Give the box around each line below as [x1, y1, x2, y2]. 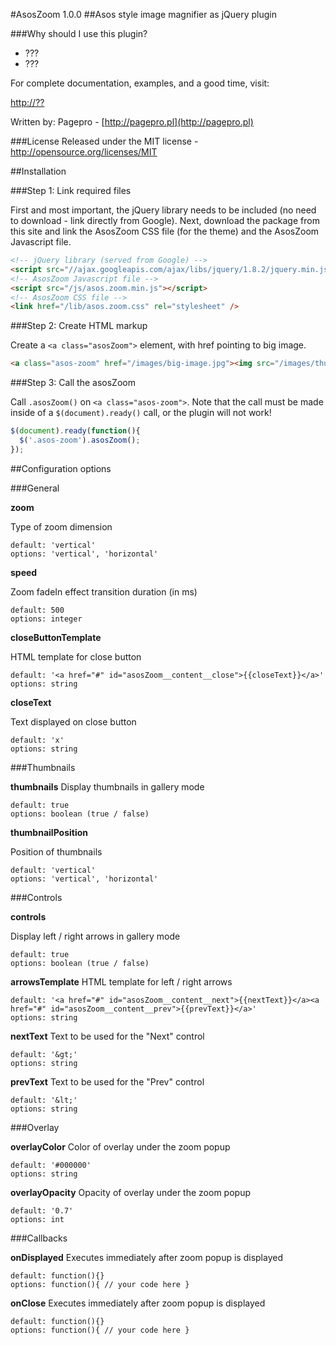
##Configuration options [10, 462, 112, 474]
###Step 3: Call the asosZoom [10, 377, 136, 389]
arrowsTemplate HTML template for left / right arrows [10, 975, 233, 988]
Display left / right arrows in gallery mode [10, 930, 181, 942]
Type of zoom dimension [10, 520, 113, 533]
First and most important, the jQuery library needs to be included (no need [10, 204, 317, 216]
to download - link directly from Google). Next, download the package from [10, 215, 320, 226]
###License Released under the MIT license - [10, 135, 199, 147]
